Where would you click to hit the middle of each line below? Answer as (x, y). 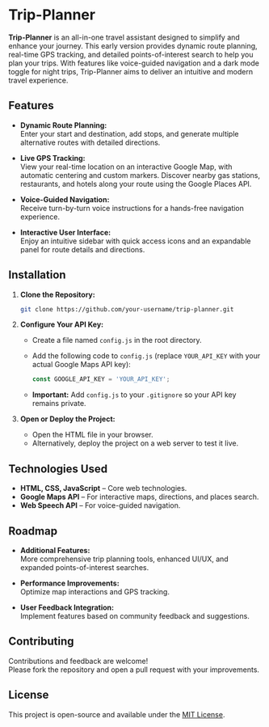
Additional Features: (55, 550)
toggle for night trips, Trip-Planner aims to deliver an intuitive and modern (130, 71)
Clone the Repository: (57, 294)
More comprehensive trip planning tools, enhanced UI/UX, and (124, 559)
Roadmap (33, 531)
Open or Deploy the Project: (67, 419)
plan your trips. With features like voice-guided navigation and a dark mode (134, 63)
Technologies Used (58, 469)
